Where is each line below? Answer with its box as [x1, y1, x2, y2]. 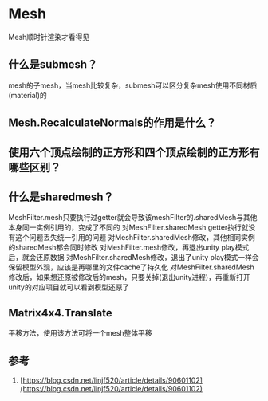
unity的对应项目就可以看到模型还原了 [8, 282, 130, 292]
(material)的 [8, 90, 47, 100]
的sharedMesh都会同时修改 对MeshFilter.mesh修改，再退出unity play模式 [8, 242, 250, 252]
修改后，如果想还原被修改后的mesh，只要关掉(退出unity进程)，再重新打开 [8, 273, 250, 282]
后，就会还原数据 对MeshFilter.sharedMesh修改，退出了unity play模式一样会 [8, 253, 259, 262]
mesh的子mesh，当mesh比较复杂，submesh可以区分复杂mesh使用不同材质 [8, 81, 258, 90]
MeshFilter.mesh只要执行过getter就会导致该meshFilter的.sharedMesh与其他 [8, 213, 258, 222]
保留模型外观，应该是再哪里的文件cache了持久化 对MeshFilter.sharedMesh [8, 262, 254, 272]
